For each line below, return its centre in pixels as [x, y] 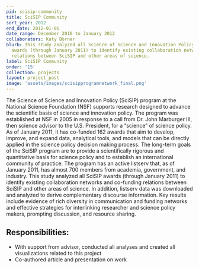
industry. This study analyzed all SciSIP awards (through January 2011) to [96, 176]
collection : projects [33, 72]
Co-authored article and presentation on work [71, 259]
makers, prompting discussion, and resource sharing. [71, 214]
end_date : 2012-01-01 [33, 28]
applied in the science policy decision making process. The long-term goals [99, 144]
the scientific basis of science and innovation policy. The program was [92, 113]
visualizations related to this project [58, 253]
